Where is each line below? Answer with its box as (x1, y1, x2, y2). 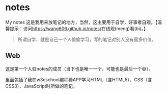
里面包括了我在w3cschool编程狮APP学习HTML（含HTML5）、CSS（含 (5, 76, 152, 83)
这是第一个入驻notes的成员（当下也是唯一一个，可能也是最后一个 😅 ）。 (5, 65, 154, 72)
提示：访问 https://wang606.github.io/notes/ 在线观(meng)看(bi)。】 (9, 25, 149, 32)
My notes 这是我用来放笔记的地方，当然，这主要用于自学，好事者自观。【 (5, 19, 158, 25)
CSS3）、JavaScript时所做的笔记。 (5, 83, 78, 89)
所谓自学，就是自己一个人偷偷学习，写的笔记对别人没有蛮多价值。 (17, 36, 156, 42)
